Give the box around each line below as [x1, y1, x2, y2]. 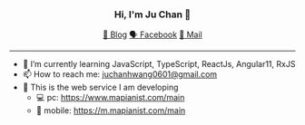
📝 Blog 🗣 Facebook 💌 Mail [103, 29, 202, 40]
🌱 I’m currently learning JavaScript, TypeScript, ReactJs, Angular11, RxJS [22, 59, 296, 70]
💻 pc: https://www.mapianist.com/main [35, 92, 185, 103]
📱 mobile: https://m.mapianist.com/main [35, 105, 186, 116]
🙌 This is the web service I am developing [22, 82, 179, 93]
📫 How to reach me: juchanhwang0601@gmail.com [22, 69, 218, 80]
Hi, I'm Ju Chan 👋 [113, 8, 192, 21]
